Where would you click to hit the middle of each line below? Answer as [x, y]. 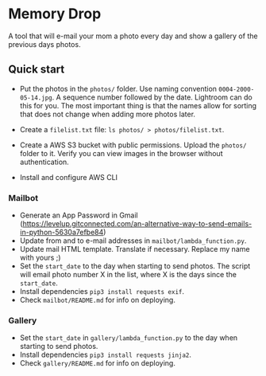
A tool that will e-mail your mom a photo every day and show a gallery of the [133, 36]
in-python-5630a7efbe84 [62, 233]
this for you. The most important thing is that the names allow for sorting [138, 105]
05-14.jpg [36, 98]
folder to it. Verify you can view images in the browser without [121, 153]
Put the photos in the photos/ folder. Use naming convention [118, 88]
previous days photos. [44, 44]
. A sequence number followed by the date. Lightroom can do [152, 97]
